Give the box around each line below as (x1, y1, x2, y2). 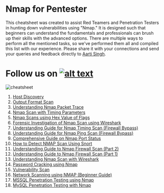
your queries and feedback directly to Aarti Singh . (5, 50, 106, 57)
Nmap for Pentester (5, 3, 87, 15)
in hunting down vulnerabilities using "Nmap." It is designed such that (5, 24, 146, 30)
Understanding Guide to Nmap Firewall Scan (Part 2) (12, 145, 119, 151)
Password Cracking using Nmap (12, 161, 78, 167)
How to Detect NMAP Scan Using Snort (12, 141, 93, 146)
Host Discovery (12, 94, 44, 99)
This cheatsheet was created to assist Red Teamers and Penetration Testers (5, 20, 159, 25)
